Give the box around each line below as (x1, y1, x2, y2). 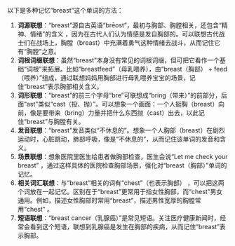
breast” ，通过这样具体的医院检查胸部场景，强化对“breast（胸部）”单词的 (17, 161, 227, 170)
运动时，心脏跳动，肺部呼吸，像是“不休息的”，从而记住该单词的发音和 (17, 135, 220, 143)
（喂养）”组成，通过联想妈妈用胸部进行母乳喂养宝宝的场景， (17, 74, 189, 82)
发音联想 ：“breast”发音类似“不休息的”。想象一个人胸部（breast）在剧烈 (17, 126, 225, 135)
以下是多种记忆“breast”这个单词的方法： (7, 6, 124, 14)
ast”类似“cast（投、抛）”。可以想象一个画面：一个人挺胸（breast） (26, 100, 219, 108)
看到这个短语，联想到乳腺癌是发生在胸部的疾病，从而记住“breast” (29, 223, 220, 231)
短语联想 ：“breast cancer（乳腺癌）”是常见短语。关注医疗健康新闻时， (17, 214, 220, 222)
